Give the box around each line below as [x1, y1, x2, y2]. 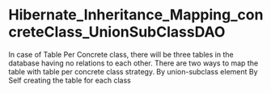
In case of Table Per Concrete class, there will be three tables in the [8, 49, 234, 59]
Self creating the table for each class [8, 75, 131, 85]
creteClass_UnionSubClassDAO [8, 23, 226, 41]
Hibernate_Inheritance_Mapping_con [8, 6, 264, 24]
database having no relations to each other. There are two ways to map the [8, 58, 259, 68]
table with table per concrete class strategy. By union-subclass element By [8, 66, 258, 76]
